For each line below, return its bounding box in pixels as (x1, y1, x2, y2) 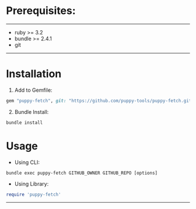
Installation (6, 67, 62, 81)
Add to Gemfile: (14, 86, 52, 93)
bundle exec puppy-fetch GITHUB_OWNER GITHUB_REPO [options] (6, 170, 158, 176)
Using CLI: (14, 159, 40, 166)
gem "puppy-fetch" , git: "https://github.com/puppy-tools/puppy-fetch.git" (6, 97, 194, 103)
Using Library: (14, 180, 49, 187)
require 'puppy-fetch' (6, 191, 61, 197)
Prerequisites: (6, 4, 76, 18)
